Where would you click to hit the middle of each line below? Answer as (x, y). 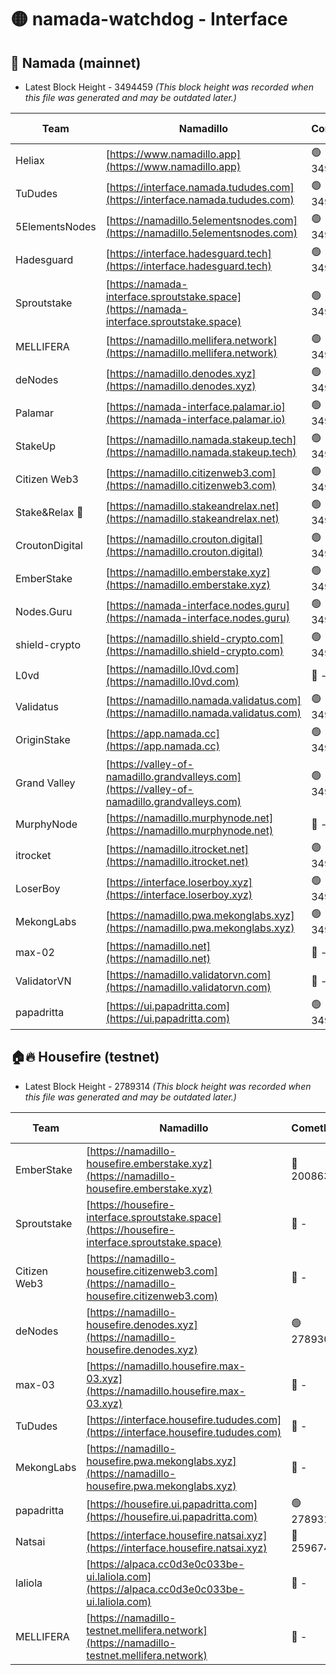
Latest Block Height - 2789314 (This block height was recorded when (168, 1086)
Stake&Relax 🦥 (49, 512)
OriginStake (43, 739)
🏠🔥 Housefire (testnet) (85, 1057)
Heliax (30, 160)
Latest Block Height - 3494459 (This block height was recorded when (169, 87)
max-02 (35, 952)
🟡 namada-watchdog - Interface (149, 19)
